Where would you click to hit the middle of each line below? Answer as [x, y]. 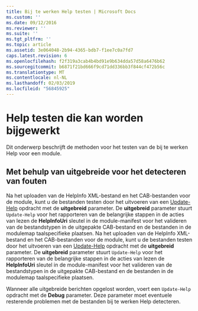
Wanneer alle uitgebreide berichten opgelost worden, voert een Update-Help [98, 288]
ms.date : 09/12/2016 [32, 23]
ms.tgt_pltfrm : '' [29, 39]
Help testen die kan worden [75, 118]
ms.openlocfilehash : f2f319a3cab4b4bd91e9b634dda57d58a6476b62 [86, 61]
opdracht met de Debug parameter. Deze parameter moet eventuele [89, 295]
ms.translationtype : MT [35, 72]
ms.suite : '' [22, 34]
